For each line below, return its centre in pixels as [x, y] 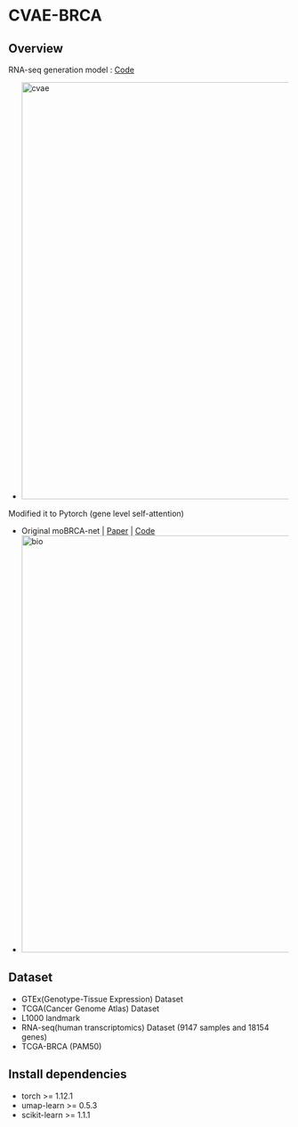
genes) [34, 1037]
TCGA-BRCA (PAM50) [61, 1046]
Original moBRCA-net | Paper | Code [88, 531]
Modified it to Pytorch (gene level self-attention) [96, 514]
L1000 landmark [51, 1017]
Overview [36, 49]
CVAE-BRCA [56, 16]
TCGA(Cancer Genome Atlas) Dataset [90, 1009]
